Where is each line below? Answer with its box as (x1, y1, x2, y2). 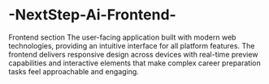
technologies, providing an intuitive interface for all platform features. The (8, 40, 255, 50)
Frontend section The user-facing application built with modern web (8, 32, 236, 42)
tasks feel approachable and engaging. (8, 66, 140, 76)
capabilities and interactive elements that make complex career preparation (8, 58, 262, 68)
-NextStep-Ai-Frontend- (8, 6, 176, 24)
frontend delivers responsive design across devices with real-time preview (8, 49, 258, 59)
